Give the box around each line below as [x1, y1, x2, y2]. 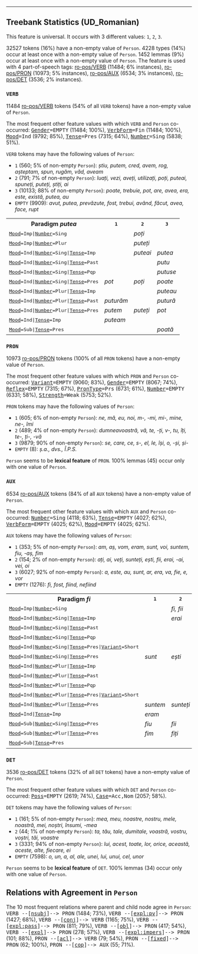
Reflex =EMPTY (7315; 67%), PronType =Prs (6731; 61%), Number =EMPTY [6, 385, 184, 393]
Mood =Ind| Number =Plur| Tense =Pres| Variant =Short [9, 692, 140, 698]
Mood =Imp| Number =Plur [9, 240, 67, 246]
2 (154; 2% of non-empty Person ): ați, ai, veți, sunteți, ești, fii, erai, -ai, [14, 556, 184, 563]
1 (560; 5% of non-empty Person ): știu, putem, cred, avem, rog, [14, 162, 169, 169]
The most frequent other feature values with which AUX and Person [6, 508, 167, 515]
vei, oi [14, 562, 29, 569]
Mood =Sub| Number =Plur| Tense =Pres [9, 730, 99, 737]
